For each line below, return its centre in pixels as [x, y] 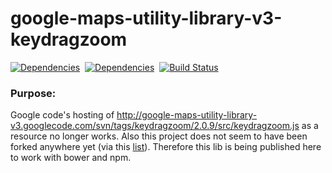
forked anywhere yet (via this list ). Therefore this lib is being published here [166, 147]
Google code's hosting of [62, 115]
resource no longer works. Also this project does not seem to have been [159, 136]
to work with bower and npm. [71, 158]
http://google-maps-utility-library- [187, 115]
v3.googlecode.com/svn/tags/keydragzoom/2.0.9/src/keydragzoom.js [155, 126]
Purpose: [33, 93]
